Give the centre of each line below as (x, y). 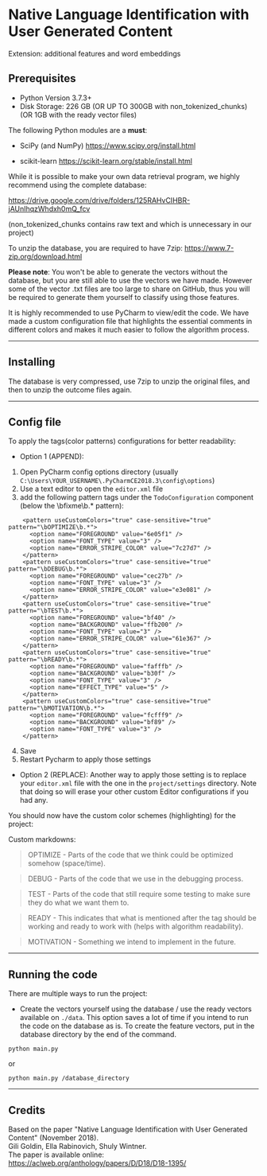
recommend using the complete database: (77, 185)
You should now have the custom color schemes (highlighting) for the (122, 816)
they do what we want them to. (78, 903)
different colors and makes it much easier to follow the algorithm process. (129, 329)
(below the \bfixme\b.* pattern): (72, 506)
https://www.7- (209, 247)
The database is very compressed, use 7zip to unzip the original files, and (129, 381)
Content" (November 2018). (54, 1138)
